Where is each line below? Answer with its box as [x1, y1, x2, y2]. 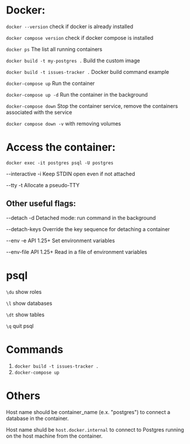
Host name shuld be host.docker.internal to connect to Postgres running [6, 426, 184, 433]
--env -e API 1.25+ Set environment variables [6, 237, 115, 244]
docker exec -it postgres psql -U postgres [6, 160, 114, 166]
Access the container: [6, 141, 116, 154]
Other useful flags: [6, 199, 76, 209]
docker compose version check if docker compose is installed [6, 34, 154, 41]
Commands [6, 343, 64, 356]
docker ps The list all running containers [6, 45, 102, 53]
